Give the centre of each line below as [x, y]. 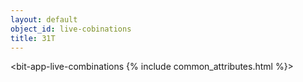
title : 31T [33, 38]
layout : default [44, 19]
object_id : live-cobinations [71, 29]
